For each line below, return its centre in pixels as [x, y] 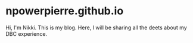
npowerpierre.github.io [65, 11]
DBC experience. [27, 33]
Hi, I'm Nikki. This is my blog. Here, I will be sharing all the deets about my [96, 27]
